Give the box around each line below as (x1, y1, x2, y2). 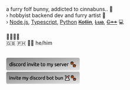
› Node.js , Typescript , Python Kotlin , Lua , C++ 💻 (6, 18, 125, 25)
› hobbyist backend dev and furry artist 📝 (6, 12, 106, 19)
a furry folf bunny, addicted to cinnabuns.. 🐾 (6, 6, 113, 12)
